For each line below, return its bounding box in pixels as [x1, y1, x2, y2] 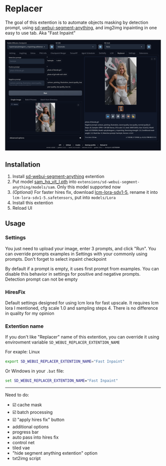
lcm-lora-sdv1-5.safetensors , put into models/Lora [12, 194, 116, 201]
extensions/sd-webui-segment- [77, 179, 140, 185]
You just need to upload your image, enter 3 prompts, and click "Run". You [5, 245, 157, 251]
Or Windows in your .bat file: [5, 368, 64, 374]
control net [12, 440, 35, 446]
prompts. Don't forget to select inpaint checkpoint [5, 256, 107, 262]
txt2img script [12, 456, 41, 462]
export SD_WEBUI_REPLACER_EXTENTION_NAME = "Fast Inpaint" [5, 359, 125, 364]
